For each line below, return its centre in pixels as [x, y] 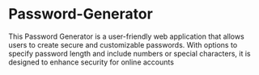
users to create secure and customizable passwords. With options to [123, 44]
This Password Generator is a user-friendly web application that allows [126, 36]
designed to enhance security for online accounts [91, 62]
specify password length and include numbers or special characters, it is [129, 53]
